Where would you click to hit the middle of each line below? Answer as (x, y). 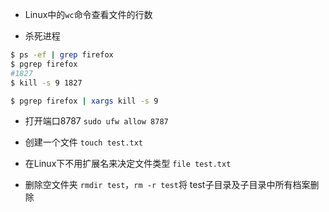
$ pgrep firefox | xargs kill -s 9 (84, 101)
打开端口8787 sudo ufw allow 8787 (96, 121)
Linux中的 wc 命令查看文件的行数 (88, 14)
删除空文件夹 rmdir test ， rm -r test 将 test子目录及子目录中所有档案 (167, 185)
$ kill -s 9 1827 (46, 83)
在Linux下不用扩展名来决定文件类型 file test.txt (128, 164)
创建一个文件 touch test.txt (83, 142)
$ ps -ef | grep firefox (62, 55)
